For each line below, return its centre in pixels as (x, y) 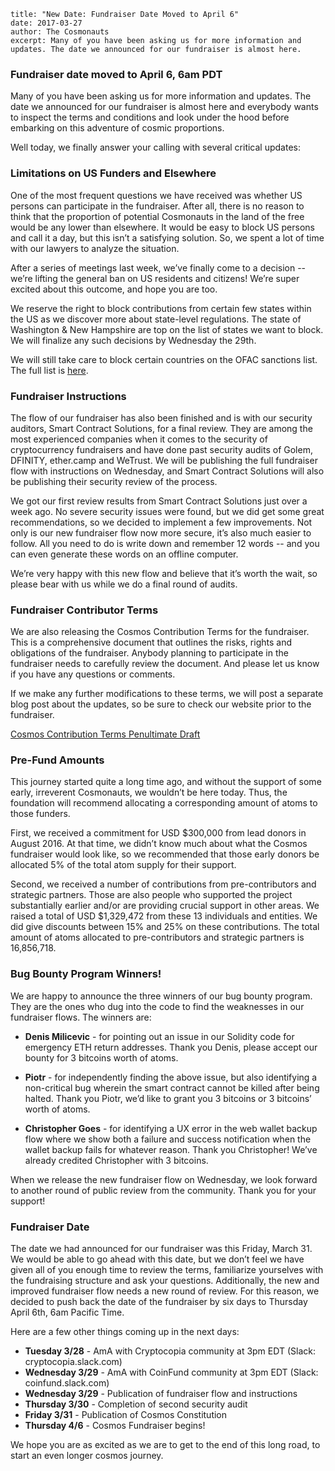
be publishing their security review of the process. (114, 481)
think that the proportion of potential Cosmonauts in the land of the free (157, 216)
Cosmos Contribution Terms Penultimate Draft (105, 734)
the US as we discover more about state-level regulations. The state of (156, 319)
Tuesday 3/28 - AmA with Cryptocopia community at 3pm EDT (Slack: (170, 1351)
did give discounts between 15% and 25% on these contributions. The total (165, 927)
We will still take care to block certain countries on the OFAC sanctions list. (164, 359)
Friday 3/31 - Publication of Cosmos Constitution (126, 1415)
